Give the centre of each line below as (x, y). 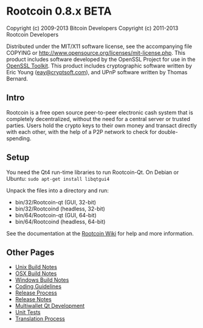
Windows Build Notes (42, 280)
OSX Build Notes (36, 274)
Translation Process (40, 319)
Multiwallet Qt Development (50, 306)
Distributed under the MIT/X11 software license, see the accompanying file (99, 46)
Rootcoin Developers (33, 34)
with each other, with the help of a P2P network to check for (81, 131)
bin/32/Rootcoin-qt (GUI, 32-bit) (55, 202)
